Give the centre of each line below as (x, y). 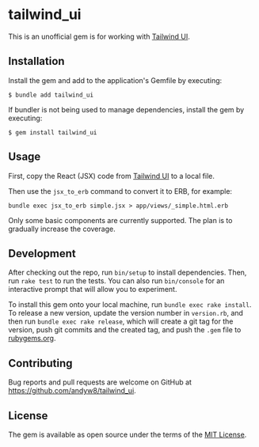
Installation (36, 61)
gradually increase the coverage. (62, 229)
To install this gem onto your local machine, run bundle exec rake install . (130, 305)
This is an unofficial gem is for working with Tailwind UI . (99, 36)
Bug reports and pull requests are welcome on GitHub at (100, 382)
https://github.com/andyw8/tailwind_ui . (72, 391)
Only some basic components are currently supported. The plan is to (120, 220)
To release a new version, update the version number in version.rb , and (126, 313)
